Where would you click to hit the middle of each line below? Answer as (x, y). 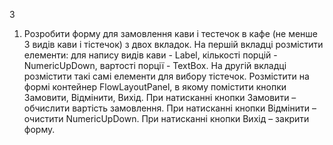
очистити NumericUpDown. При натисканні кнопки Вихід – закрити (166, 118)
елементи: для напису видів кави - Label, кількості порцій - (150, 55)
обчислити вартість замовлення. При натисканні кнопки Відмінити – (170, 108)
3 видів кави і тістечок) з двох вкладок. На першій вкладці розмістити (173, 44)
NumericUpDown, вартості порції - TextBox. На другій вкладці (155, 65)
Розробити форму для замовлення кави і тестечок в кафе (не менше (171, 33)
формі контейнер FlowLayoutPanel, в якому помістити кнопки (155, 87)
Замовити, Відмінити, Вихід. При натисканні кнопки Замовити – (160, 97)
